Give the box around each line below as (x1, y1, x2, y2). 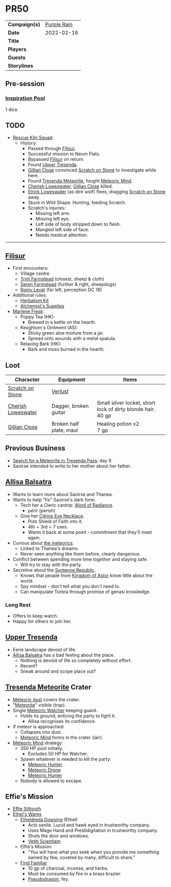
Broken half (51, 421, 79, 428)
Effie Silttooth (12, 806, 42, 812)
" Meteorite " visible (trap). (12, 702, 66, 708)
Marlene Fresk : (12, 309, 44, 315)
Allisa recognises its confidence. (27, 718, 96, 724)
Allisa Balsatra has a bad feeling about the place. (12, 652, 115, 658)
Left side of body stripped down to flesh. (35, 221, 121, 227)
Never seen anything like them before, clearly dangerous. (20, 550, 141, 557)
